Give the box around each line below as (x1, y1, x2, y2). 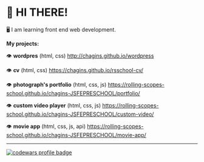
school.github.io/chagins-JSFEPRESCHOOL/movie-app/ (6, 131, 147, 138)
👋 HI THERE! (6, 5, 68, 19)
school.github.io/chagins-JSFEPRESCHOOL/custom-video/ (6, 110, 154, 118)
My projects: (6, 39, 39, 47)
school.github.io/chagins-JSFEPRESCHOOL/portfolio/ (6, 89, 141, 96)
